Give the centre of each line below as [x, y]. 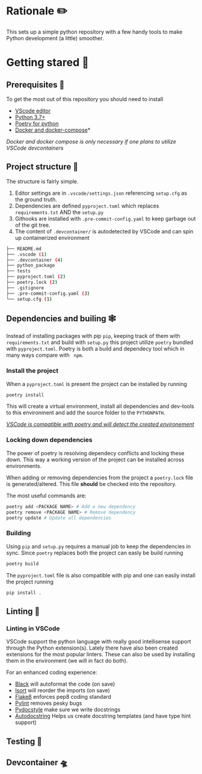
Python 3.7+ [30, 117]
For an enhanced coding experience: [52, 672]
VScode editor [33, 111]
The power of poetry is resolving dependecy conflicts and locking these [95, 453]
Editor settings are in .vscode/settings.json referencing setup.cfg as [101, 193]
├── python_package [31, 266]
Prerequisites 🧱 [35, 84]
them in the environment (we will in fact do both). [67, 661]
